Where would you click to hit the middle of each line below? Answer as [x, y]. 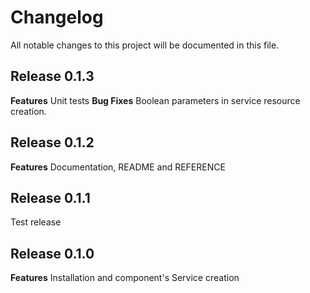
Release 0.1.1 [50, 197]
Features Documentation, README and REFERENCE [118, 167]
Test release [36, 222]
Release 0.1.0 [52, 253]
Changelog [57, 17]
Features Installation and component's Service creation [125, 278]
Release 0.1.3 [52, 76]
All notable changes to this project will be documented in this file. [145, 45]
